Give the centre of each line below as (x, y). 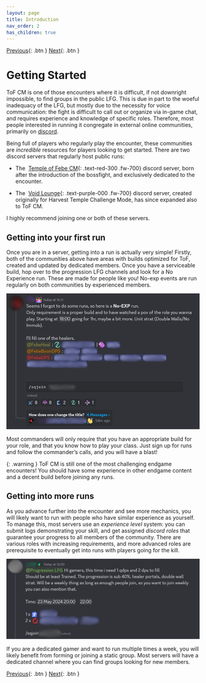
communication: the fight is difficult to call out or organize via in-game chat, (102, 112)
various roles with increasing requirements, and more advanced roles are (99, 544)
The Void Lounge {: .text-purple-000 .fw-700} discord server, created (103, 193)
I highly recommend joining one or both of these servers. (78, 218)
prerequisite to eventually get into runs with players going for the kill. (93, 550)
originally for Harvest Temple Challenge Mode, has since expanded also (106, 200)
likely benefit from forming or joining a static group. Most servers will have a (102, 655)
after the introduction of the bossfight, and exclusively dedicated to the (105, 175)
